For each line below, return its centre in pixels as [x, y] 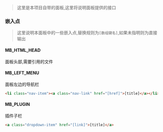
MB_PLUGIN [17, 104]
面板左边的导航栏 [22, 84]
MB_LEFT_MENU [22, 73]
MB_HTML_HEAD [23, 50]
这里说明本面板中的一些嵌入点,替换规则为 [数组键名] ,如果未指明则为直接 [87, 33]
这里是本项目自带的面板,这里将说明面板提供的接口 [66, 7]
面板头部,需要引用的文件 [29, 61]
